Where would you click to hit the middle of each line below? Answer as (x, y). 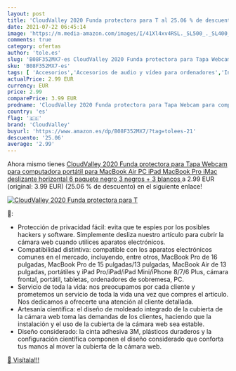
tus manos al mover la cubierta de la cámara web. (90, 346)
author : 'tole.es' (34, 53)
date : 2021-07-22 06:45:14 (47, 27)
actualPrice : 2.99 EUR (40, 79)
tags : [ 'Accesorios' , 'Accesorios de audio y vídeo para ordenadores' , (114, 72)
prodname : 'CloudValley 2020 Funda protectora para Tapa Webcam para (111, 105)
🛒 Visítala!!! (24, 360)
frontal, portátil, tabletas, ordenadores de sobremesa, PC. (101, 279)
